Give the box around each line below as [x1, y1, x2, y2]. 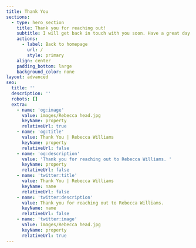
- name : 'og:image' [16, 107, 65, 113]
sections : [6, 14, 31, 20]
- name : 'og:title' [16, 129, 65, 135]
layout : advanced [6, 74, 49, 80]
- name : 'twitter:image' [16, 216, 77, 222]
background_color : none [16, 69, 75, 75]
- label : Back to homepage [21, 42, 88, 48]
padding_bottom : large [16, 63, 72, 69]
